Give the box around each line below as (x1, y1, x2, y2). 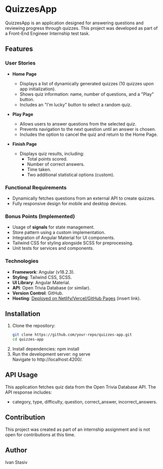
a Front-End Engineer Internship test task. (5, 30, 90, 36)
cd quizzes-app (12, 337, 44, 342)
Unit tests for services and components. (12, 245, 94, 251)
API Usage (5, 371, 38, 379)
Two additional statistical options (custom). (27, 172, 115, 177)
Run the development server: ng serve (12, 351, 90, 357)
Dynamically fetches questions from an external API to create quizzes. (12, 195, 156, 201)
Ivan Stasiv (5, 459, 28, 465)
